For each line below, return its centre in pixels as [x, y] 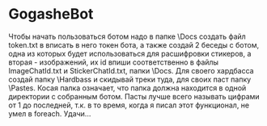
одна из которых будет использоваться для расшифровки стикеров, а [130, 53]
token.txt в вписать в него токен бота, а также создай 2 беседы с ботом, [134, 44]
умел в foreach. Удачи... [50, 113]
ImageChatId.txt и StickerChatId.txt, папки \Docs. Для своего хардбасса [131, 70]
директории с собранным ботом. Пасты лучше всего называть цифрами [134, 96]
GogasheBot [51, 14]
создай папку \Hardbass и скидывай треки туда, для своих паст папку [130, 79]
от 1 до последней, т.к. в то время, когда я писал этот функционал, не [129, 105]
